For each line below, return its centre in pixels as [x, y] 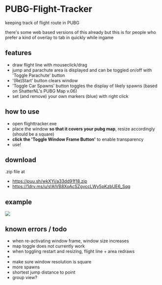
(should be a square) [33, 134]
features [18, 53]
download [21, 160]
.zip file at [15, 172]
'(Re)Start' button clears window [45, 80]
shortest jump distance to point [44, 272]
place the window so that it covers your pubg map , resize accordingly [84, 128]
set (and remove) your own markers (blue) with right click [70, 96]
